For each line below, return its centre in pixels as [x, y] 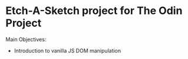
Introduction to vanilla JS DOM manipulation [67, 50]
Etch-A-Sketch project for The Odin [94, 11]
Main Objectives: [26, 39]
